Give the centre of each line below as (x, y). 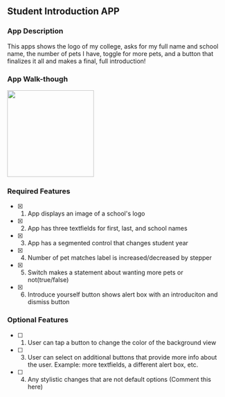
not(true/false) (48, 280)
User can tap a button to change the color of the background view (122, 342)
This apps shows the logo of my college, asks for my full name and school (113, 46)
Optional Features (38, 320)
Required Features (39, 191)
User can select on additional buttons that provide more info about (122, 357)
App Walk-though (37, 79)
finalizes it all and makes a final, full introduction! (76, 61)
